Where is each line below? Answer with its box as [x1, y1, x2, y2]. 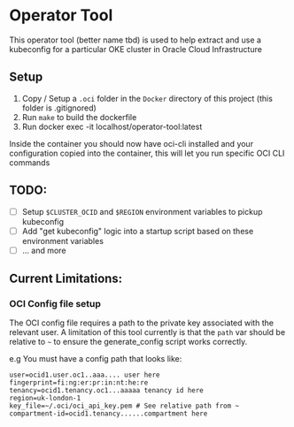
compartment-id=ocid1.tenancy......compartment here [9, 409, 208, 418]
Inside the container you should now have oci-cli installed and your [9, 138, 254, 149]
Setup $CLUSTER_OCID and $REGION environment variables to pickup [21, 206, 263, 217]
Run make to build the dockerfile [21, 111, 137, 122]
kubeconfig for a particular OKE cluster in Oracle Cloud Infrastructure [9, 43, 263, 54]
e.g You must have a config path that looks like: [9, 354, 182, 364]
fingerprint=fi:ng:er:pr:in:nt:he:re [9, 378, 149, 387]
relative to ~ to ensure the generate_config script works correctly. [9, 337, 248, 347]
